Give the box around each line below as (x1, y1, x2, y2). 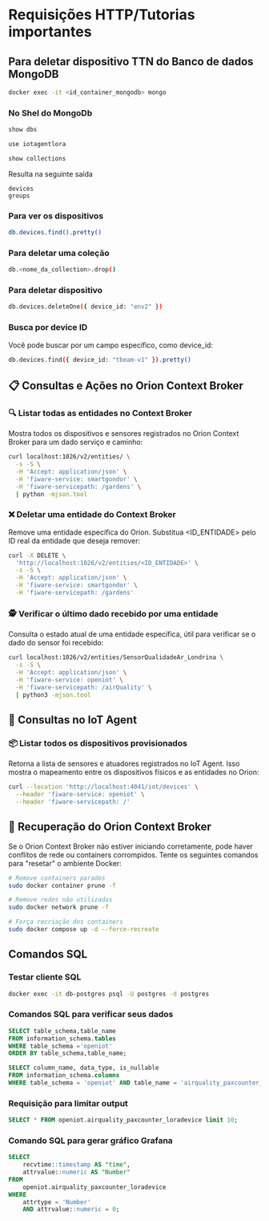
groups (8, 191, 30, 200)
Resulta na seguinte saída (8, 169, 94, 178)
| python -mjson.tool (15, 490, 88, 499)
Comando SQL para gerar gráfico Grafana (8, 1134, 174, 1146)
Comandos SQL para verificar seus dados (8, 1009, 174, 1020)
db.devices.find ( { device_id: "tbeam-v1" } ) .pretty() (8, 356, 192, 364)
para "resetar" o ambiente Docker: (8, 858, 122, 868)
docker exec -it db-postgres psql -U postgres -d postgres (8, 990, 210, 998)
